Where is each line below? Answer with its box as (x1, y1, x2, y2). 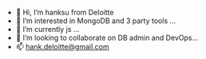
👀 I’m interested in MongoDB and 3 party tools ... (15, 16, 176, 26)
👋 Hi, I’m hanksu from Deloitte (15, 8, 114, 17)
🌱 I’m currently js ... (15, 25, 80, 33)
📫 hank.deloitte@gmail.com (15, 42, 109, 51)
